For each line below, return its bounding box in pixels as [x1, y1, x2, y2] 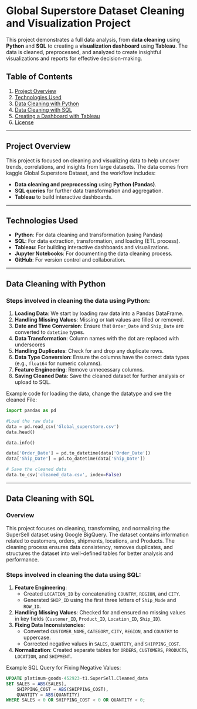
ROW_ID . [23, 603, 41, 610]
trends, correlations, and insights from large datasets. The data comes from [6, 163, 189, 170]
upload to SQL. [14, 379, 51, 386]
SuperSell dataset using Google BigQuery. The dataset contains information [6, 531, 189, 538]
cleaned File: [6, 396, 37, 403]
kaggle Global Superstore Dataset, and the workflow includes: [6, 169, 156, 176]
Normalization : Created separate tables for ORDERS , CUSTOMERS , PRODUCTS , [14, 646, 189, 653]
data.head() [6, 429, 35, 435]
